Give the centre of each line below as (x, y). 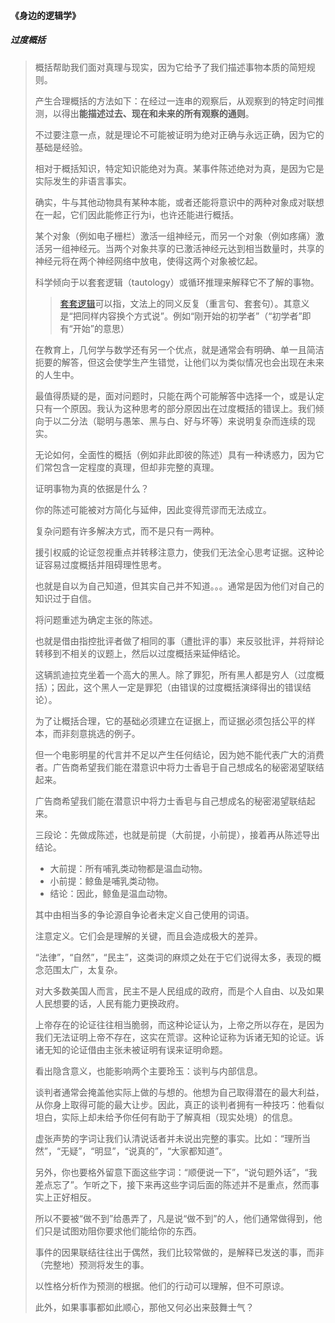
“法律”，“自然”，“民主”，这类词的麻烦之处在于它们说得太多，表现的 (173, 957)
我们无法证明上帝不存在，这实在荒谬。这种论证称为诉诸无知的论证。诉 (179, 1037)
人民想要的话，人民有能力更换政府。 (109, 1003)
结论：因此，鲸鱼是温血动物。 (111, 893)
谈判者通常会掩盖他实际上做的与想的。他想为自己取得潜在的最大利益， (179, 1092)
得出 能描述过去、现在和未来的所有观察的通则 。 (158, 113)
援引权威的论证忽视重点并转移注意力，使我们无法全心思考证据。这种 (175, 552)
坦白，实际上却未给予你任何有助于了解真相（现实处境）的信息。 (166, 1117)
